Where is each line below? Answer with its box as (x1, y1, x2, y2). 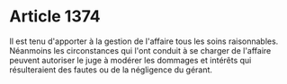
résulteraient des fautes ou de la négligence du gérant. (9, 64, 213, 75)
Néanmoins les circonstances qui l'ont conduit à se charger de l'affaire (9, 45, 272, 55)
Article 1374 (9, 6, 101, 27)
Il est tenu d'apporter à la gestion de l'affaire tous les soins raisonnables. (9, 36, 279, 46)
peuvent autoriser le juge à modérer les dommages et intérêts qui (9, 55, 252, 65)
